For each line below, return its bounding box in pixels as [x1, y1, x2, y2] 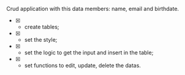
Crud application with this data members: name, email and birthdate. [6, 5, 179, 12]
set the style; [24, 36, 58, 43]
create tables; [24, 24, 59, 30]
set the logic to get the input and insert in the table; [24, 49, 154, 56]
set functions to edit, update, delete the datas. [24, 62, 141, 69]
